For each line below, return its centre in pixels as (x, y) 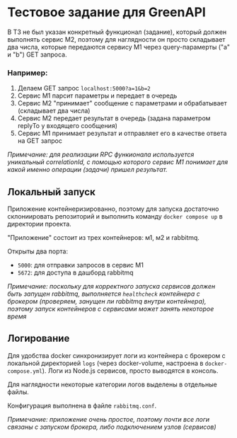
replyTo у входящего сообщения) (68, 126)
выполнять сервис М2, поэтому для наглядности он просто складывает (116, 39)
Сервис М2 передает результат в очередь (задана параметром (114, 118)
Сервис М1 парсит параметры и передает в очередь (97, 96)
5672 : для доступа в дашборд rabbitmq (75, 272)
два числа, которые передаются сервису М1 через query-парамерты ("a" (119, 47)
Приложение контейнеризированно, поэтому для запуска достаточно (113, 209)
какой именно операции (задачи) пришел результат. (87, 170)
